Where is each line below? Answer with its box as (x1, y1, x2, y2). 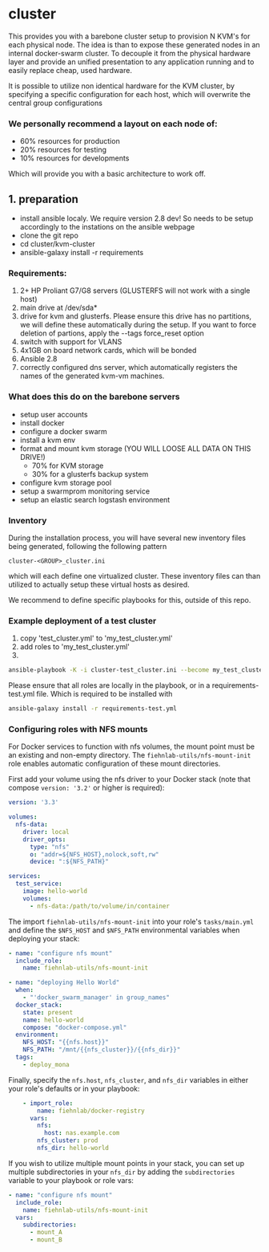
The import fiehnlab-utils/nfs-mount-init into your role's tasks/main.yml (8, 917, 255, 926)
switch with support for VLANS (19, 337, 122, 347)
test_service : (15, 880, 62, 888)
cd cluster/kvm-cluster (19, 239, 95, 249)
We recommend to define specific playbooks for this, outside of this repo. (8, 595, 251, 604)
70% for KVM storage (31, 461, 104, 470)
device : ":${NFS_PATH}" (29, 858, 110, 866)
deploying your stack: (8, 933, 80, 943)
